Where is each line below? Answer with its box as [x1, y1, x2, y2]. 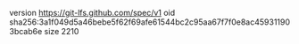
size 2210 [44, 26, 79, 36]
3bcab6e [9, 26, 43, 36]
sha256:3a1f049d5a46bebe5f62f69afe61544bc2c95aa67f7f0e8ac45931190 [9, 17, 291, 27]
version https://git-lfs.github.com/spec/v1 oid [9, 8, 176, 18]
